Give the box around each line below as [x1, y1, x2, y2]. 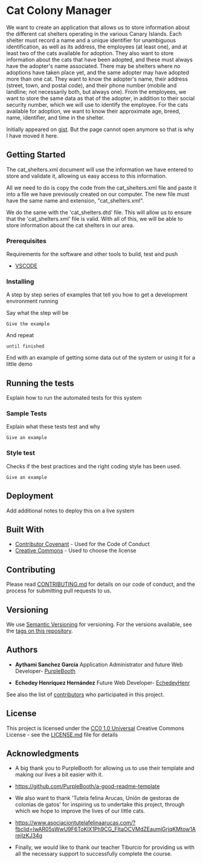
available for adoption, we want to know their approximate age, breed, [6, 107, 181, 115]
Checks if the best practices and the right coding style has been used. [6, 462, 181, 470]
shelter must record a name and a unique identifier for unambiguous [6, 36, 176, 44]
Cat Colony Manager [6, 4, 112, 18]
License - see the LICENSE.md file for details [6, 731, 118, 738]
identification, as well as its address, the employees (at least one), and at [6, 43, 187, 50]
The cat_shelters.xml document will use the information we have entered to [6, 166, 193, 173]
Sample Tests [6, 409, 47, 418]
